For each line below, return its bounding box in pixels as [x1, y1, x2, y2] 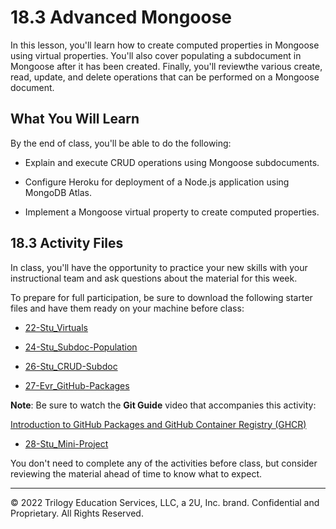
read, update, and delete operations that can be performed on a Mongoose [10, 71, 320, 83]
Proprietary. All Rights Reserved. [10, 507, 144, 519]
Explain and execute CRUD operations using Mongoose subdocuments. [24, 156, 320, 168]
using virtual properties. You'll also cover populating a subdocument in [10, 49, 302, 61]
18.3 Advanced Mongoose [10, 6, 233, 29]
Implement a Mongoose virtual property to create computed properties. [24, 206, 320, 218]
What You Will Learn [10, 111, 140, 128]
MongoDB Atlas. [24, 186, 92, 198]
